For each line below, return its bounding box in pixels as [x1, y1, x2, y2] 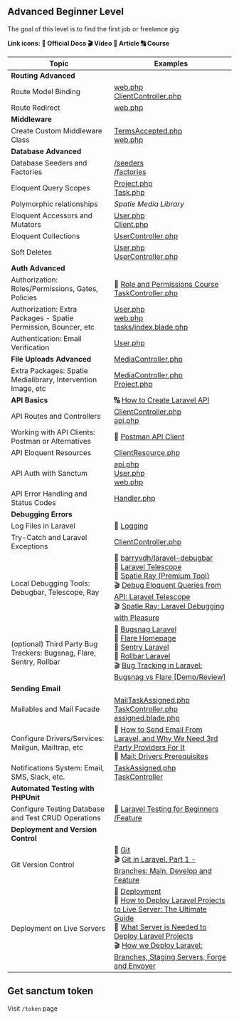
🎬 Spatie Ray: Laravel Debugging [113, 601, 225, 611]
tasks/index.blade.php [113, 322, 188, 332]
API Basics [11, 395, 48, 405]
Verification [11, 342, 50, 352]
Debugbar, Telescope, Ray [11, 587, 100, 597]
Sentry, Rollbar [11, 657, 60, 667]
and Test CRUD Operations [11, 812, 101, 822]
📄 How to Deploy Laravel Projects [113, 895, 225, 905]
